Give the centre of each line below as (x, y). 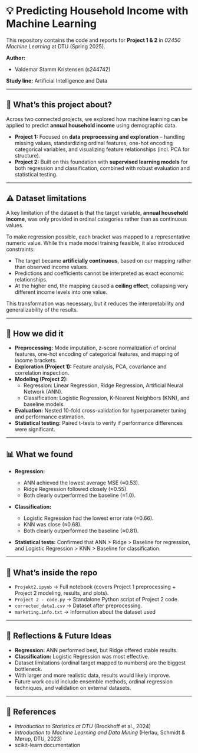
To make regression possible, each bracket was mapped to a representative (98, 237)
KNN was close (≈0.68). (52, 525)
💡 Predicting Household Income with (97, 11)
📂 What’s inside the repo (52, 573)
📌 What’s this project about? (59, 105)
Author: (16, 58)
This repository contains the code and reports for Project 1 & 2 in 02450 (93, 40)
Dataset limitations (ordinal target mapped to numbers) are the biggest (100, 663)
